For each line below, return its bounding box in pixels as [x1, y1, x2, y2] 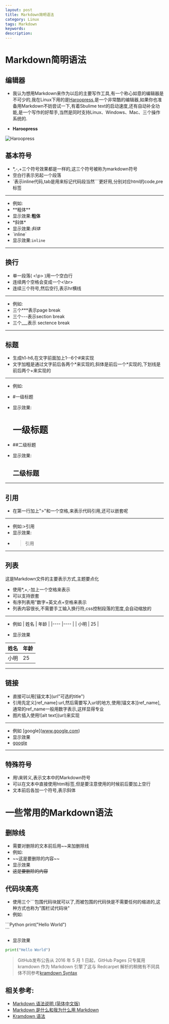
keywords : [5, 26, 26, 31]
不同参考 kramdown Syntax [22, 970, 77, 976]
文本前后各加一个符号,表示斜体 [12, 787, 76, 793]
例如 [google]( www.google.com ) [12, 728, 80, 734]
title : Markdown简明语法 [5, 12, 54, 17]
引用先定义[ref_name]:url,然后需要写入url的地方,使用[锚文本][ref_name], [12, 699, 161, 705]
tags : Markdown [5, 21, 37, 27]
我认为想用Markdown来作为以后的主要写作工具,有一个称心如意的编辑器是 [12, 91, 164, 96]
